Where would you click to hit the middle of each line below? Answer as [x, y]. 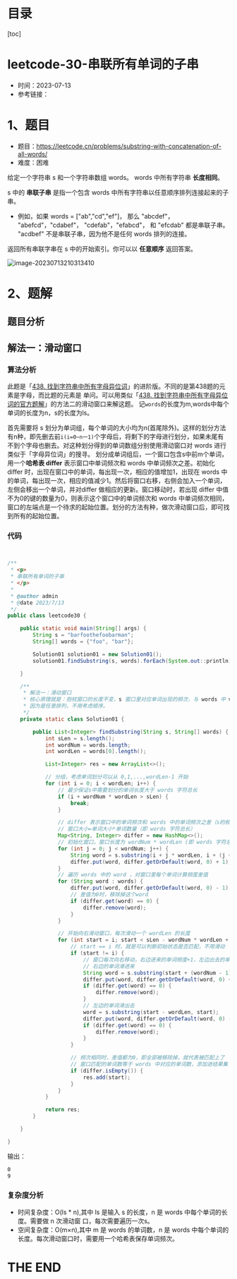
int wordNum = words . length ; [88, 745]
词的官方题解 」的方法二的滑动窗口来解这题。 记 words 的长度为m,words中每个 [118, 404]
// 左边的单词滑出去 [109, 1005]
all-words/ [32, 154]
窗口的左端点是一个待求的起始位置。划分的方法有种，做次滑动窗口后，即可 [115, 507]
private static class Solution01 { [72, 719]
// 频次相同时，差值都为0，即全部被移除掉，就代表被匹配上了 [147, 1058]
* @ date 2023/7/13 [37, 603]
